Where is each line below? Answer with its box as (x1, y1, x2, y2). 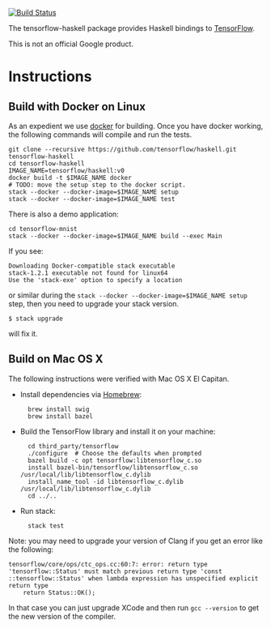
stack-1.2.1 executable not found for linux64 (8, 269, 168, 277)
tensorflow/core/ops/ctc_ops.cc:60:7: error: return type (8, 560, 208, 568)
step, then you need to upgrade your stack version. (8, 299, 180, 308)
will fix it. (8, 329, 38, 338)
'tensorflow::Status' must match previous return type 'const (8, 567, 222, 576)
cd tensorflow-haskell (8, 160, 85, 168)
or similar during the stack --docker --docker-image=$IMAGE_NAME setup (8, 290, 248, 300)
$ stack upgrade (8, 314, 63, 323)
